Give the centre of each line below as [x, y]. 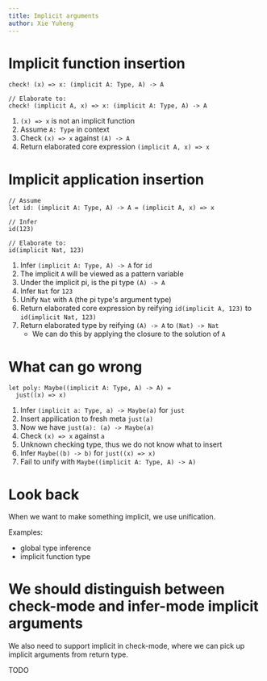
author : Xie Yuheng [41, 23]
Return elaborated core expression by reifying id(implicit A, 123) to [136, 309]
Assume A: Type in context [65, 129]
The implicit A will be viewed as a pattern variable [102, 274]
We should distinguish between [117, 589]
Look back [44, 494]
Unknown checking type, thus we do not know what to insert [121, 444]
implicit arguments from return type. [69, 654]
